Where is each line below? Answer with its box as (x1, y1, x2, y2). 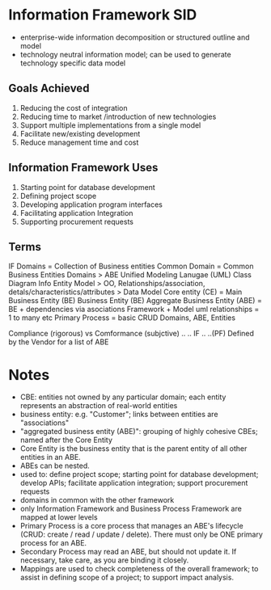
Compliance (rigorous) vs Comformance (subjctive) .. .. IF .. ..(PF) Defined (8, 329, 255, 339)
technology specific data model (19, 58, 126, 68)
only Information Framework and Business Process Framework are (19, 504, 243, 514)
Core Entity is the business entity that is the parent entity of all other (19, 444, 248, 453)
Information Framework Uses (8, 161, 159, 175)
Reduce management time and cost (19, 137, 139, 147)
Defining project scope (19, 191, 97, 200)
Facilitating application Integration (19, 208, 133, 217)
